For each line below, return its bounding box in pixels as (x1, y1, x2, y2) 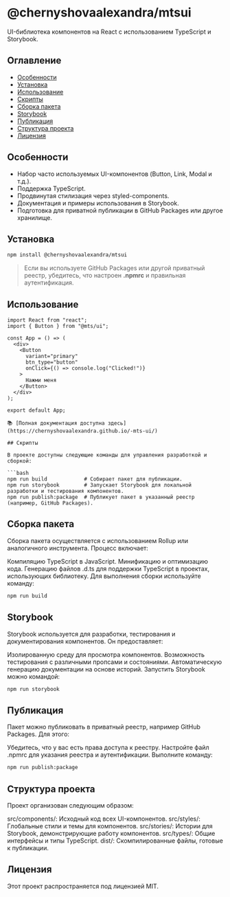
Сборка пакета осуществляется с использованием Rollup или (7, 536, 189, 544)
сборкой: (7, 458, 32, 465)
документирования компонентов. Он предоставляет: (7, 637, 163, 645)
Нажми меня (25, 377, 57, 384)
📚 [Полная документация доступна (7, 420, 105, 427)
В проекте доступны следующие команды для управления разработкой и (7, 452, 207, 458)
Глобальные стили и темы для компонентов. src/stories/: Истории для (7, 821, 213, 830)
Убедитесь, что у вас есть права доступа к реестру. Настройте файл (7, 744, 209, 752)
